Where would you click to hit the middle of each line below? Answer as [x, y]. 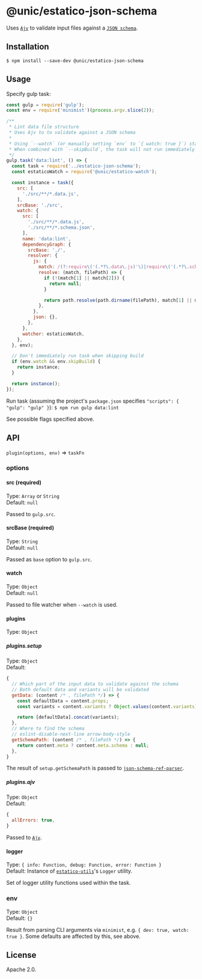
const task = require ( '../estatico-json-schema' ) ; [76, 166]
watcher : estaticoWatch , [53, 334]
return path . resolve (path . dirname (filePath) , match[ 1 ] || [118, 300]
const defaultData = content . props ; [63, 701]
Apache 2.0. [21, 969]
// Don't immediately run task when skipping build [78, 356]
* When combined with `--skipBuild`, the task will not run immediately [102, 149]
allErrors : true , [33, 820]
